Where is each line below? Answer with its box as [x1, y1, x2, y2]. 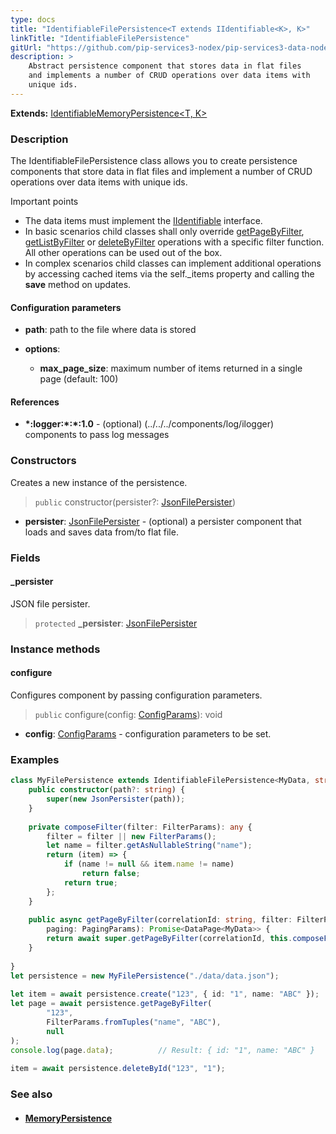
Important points [10, 196, 79, 208]
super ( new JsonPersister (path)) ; [46, 794, 186, 805]
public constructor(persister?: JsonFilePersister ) [34, 496, 236, 508]
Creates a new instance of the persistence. [10, 476, 188, 488]
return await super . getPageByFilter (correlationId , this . [46, 934, 293, 944]
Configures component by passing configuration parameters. [10, 689, 263, 701]
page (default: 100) [39, 373, 119, 385]
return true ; [63, 877, 118, 888]
